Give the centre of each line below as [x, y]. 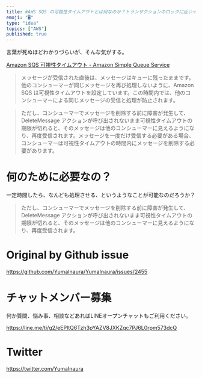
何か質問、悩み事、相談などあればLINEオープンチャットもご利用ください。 [99, 315]
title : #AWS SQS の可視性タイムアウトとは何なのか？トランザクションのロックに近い [99, 12]
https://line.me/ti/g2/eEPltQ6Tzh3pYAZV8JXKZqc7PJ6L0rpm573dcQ [92, 327]
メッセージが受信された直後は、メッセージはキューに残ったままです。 [107, 78]
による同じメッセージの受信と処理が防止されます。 [115, 101]
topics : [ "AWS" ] [26, 29]
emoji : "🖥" [20, 17]
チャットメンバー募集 [59, 298]
